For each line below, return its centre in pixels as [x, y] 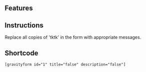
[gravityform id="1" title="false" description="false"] [65, 64]
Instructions [24, 25]
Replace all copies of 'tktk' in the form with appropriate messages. [73, 37]
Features [19, 8]
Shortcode [21, 53]
